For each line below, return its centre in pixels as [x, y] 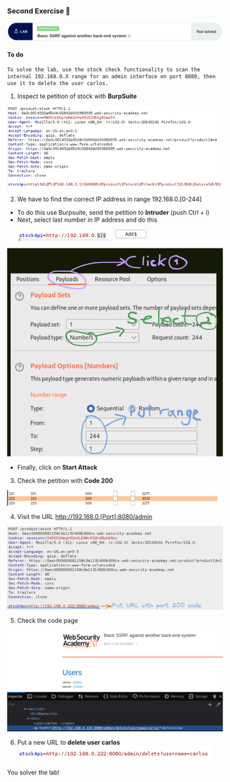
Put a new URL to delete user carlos [68, 743]
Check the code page [48, 620]
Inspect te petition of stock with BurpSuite [77, 96]
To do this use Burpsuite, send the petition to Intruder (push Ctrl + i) [113, 213]
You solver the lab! [34, 772]
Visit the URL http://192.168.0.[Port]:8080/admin [85, 516]
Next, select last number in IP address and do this [87, 220]
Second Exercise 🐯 [39, 11]
